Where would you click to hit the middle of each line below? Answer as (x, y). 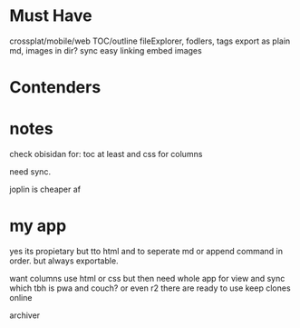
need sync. (30, 172)
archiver (25, 315)
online (21, 298)
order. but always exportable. (64, 261)
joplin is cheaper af (45, 189)
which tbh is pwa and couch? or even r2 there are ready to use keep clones (150, 288)
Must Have (51, 16)
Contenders (55, 88)
